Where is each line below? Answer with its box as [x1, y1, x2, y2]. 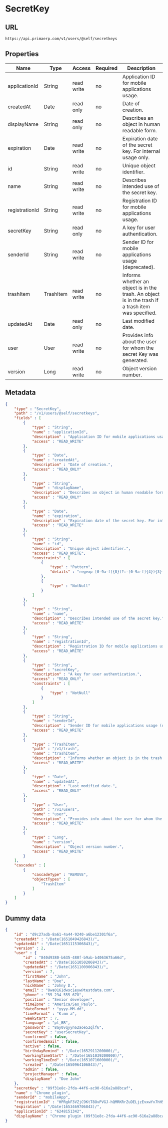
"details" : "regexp [49, 569, 93, 574]
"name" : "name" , [31, 611, 68, 616]
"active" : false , [23, 1043, 61, 1049]
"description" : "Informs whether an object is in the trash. [31, 756, 164, 761]
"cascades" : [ [14, 863, 46, 868]
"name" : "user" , [31, 811, 68, 817]
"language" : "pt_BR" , [23, 1020, 70, 1025]
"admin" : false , [23, 1067, 59, 1072]
